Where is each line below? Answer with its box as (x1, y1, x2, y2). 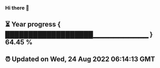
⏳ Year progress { (5, 20, 61, 29)
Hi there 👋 (5, 4, 30, 11)
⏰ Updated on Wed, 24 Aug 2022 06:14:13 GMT (5, 55, 156, 63)
